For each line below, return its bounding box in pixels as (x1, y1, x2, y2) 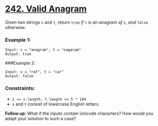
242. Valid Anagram (5, 3, 87, 14)
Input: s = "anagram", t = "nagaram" (5, 47, 81, 53)
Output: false (5, 74, 34, 79)
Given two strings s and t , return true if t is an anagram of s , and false (5, 19, 148, 25)
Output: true (5, 52, 32, 56)
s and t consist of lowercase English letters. (12, 101, 100, 107)
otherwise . (5, 24, 27, 30)
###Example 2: (5, 60, 35, 66)
